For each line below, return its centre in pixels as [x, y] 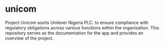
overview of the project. [29, 38]
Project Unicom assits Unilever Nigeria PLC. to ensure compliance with [77, 23]
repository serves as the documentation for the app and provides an [74, 33]
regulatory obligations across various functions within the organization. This [82, 27]
